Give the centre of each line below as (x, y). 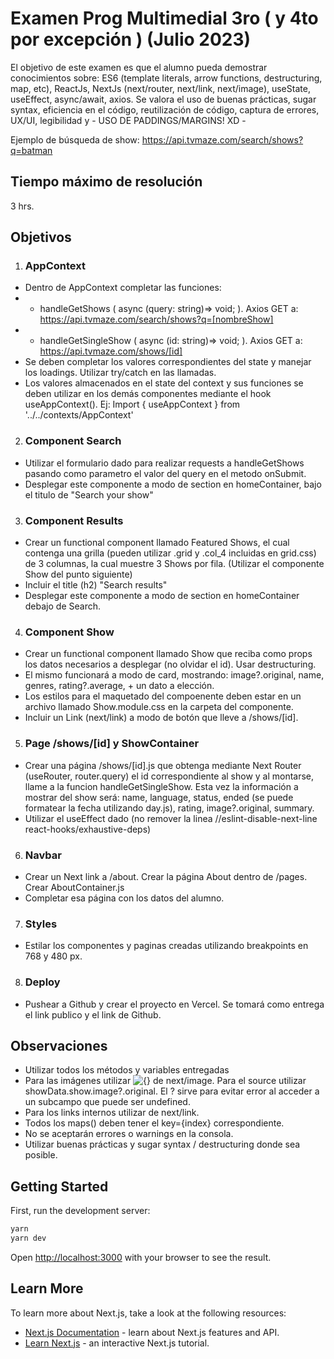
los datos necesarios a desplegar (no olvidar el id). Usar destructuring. (170, 664)
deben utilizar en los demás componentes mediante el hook (148, 394)
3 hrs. (22, 206)
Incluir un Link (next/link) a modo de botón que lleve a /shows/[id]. (161, 718)
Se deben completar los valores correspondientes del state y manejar (168, 362)
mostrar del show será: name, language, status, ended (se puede (159, 797)
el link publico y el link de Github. (93, 1014)
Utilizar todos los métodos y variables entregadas (127, 1070)
